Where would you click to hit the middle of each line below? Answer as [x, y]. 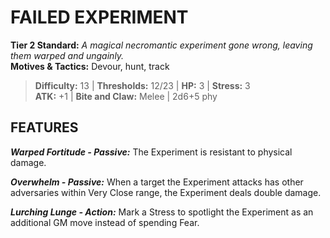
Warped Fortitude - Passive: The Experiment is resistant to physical [151, 152]
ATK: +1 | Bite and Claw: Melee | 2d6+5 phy [126, 96]
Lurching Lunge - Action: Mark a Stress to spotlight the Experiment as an [162, 212]
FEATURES [44, 127]
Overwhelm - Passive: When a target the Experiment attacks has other [157, 182]
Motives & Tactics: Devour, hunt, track [90, 66]
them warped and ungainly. [67, 55]
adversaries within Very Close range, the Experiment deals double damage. [166, 192]
